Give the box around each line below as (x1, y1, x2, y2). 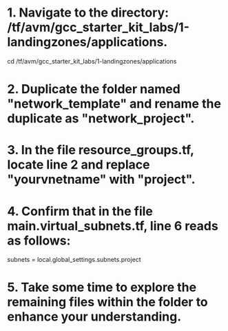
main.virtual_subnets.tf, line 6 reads (7, 218, 218, 234)
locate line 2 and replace (7, 157, 150, 173)
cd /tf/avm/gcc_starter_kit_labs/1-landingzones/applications (7, 57, 177, 65)
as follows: (7, 233, 71, 248)
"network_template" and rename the (7, 96, 222, 112)
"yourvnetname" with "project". (7, 171, 196, 187)
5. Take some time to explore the (7, 280, 197, 295)
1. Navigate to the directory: (7, 5, 169, 21)
